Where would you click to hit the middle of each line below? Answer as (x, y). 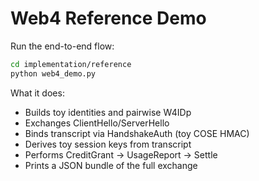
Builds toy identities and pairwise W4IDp (108, 112)
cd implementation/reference (71, 64)
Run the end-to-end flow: (62, 46)
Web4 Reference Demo (108, 18)
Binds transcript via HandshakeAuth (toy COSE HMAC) (137, 133)
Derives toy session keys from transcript (108, 144)
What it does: (37, 93)
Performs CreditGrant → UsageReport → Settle (121, 154)
